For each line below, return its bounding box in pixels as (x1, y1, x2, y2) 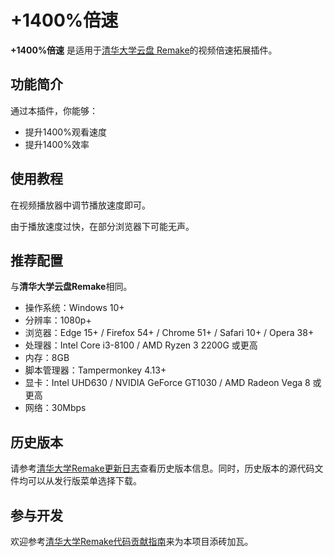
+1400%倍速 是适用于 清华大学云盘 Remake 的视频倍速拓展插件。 (10, 44, 278, 56)
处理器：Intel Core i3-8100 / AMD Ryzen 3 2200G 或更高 (24, 339, 258, 351)
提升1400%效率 (24, 138, 90, 150)
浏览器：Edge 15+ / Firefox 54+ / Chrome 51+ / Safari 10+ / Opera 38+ (24, 327, 315, 339)
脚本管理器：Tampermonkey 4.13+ (24, 364, 167, 376)
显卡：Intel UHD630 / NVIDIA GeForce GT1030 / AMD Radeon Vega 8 (24, 377, 311, 389)
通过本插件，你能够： (10, 104, 98, 116)
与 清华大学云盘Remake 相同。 (10, 281, 133, 293)
